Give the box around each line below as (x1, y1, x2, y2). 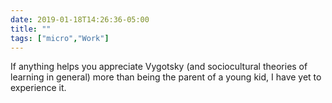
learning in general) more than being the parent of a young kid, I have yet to (10, 71, 322, 83)
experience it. (10, 82, 67, 94)
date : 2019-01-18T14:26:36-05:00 (10, 14, 150, 25)
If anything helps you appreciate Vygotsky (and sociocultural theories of (10, 61, 308, 73)
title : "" (10, 24, 52, 34)
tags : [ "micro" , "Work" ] (10, 33, 110, 43)
